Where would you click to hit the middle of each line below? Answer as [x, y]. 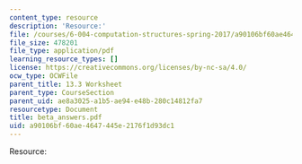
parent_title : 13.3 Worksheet [66, 84]
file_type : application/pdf [62, 51]
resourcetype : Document [54, 109]
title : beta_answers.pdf [56, 117]
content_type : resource [54, 17]
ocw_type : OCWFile [44, 76]
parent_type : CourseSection [62, 92]
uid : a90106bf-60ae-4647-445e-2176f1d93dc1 [92, 126]
